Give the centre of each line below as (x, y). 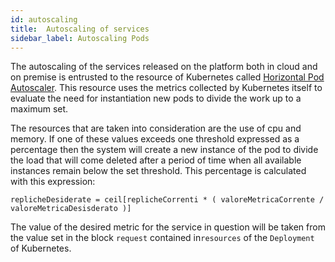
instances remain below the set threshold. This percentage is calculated (158, 171)
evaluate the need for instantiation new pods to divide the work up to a (156, 98)
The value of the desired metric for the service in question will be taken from (168, 227)
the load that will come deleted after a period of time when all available (156, 160)
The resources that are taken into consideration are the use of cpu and (156, 128)
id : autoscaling (44, 19)
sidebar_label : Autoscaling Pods (80, 38)
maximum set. (39, 109)
